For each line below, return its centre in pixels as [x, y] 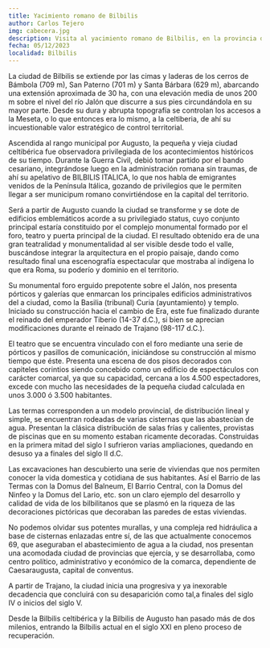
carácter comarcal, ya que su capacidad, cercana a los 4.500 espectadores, [135, 378]
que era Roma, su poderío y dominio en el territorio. [94, 270]
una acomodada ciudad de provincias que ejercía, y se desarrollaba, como [132, 553]
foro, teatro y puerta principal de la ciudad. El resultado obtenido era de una [134, 235]
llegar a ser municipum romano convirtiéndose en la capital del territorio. [129, 194]
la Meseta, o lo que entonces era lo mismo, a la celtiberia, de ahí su [120, 119]
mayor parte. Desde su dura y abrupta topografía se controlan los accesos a [135, 110]
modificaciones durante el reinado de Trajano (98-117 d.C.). [106, 328]
